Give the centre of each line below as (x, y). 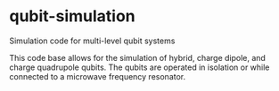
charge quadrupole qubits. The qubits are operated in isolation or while (139, 67)
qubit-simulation (72, 16)
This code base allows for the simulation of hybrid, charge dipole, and (137, 57)
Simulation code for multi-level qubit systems (92, 41)
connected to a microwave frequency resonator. (98, 76)
